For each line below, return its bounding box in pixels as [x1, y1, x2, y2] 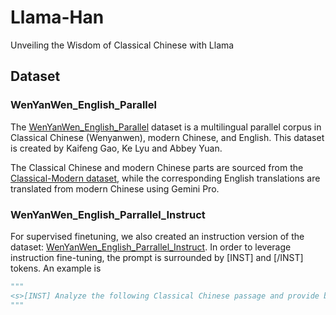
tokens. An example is [10, 262, 102, 274]
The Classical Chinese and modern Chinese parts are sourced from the [10, 161, 304, 173]
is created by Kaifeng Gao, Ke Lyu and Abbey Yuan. [10, 142, 223, 154]
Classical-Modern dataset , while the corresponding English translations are [10, 172, 321, 184]
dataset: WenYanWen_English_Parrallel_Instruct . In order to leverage [10, 241, 292, 253]
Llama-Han [10, 6, 105, 29]
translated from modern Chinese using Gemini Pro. [10, 182, 220, 195]
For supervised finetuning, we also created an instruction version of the [10, 230, 305, 242]
